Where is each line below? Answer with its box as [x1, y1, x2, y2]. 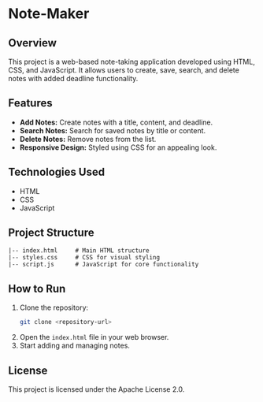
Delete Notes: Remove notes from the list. [19, 134, 157, 143]
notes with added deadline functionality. [8, 74, 139, 83]
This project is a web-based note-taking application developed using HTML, [8, 57, 256, 66]
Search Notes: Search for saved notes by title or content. [19, 125, 206, 135]
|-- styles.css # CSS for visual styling [8, 254, 160, 262]
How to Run [8, 281, 66, 296]
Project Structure [8, 226, 94, 240]
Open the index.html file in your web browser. [19, 333, 169, 342]
